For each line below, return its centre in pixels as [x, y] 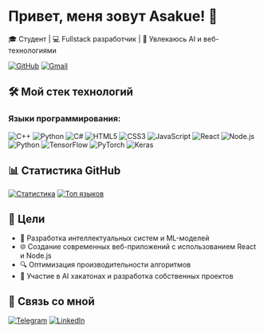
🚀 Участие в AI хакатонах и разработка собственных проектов [126, 276]
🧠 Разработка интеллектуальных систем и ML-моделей [114, 238]
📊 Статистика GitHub [65, 171]
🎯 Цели [27, 219]
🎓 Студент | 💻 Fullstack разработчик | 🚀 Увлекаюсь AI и [105, 38]
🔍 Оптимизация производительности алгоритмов [105, 265]
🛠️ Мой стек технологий [71, 92]
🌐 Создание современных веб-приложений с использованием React [138, 247]
